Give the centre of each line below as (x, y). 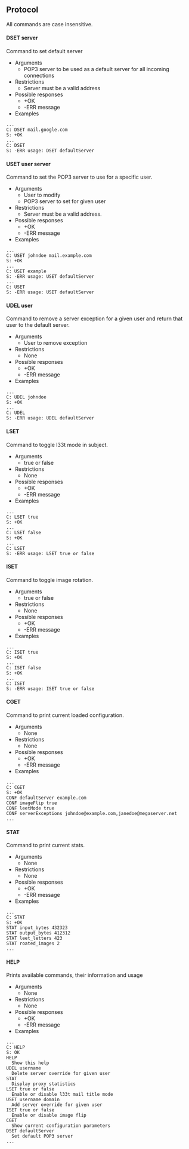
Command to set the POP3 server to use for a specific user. (79, 177)
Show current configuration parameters (61, 1126)
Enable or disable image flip (49, 1116)
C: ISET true (22, 652)
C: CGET (16, 788)
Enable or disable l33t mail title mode (62, 1095)
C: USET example (26, 271)
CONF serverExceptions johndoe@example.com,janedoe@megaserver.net (92, 814)
